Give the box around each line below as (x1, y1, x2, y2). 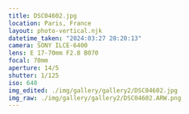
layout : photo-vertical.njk (8, 26, 103, 35)
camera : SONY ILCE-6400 (8, 42, 88, 50)
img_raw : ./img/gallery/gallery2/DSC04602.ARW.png (8, 94, 182, 102)
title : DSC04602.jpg (8, 11, 78, 20)
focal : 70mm (8, 57, 48, 65)
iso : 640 (8, 79, 38, 87)
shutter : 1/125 (8, 71, 60, 79)
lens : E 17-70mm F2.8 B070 (8, 49, 99, 57)
